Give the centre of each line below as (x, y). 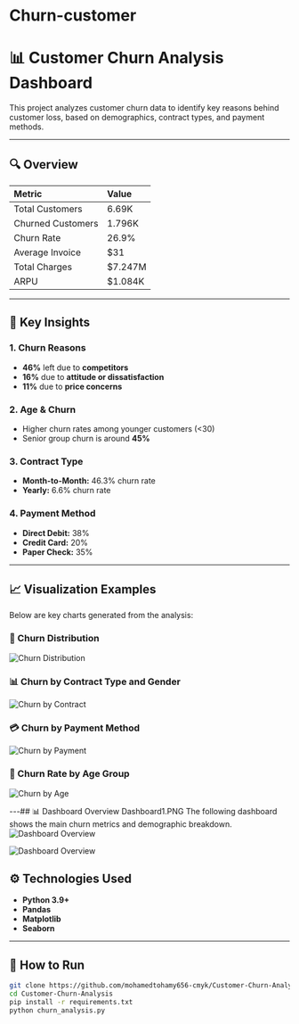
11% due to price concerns (72, 386)
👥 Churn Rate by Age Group (70, 774)
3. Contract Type (46, 461)
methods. (27, 127)
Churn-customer (73, 16)
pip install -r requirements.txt (71, 1002)
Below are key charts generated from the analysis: (101, 615)
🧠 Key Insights (50, 322)
